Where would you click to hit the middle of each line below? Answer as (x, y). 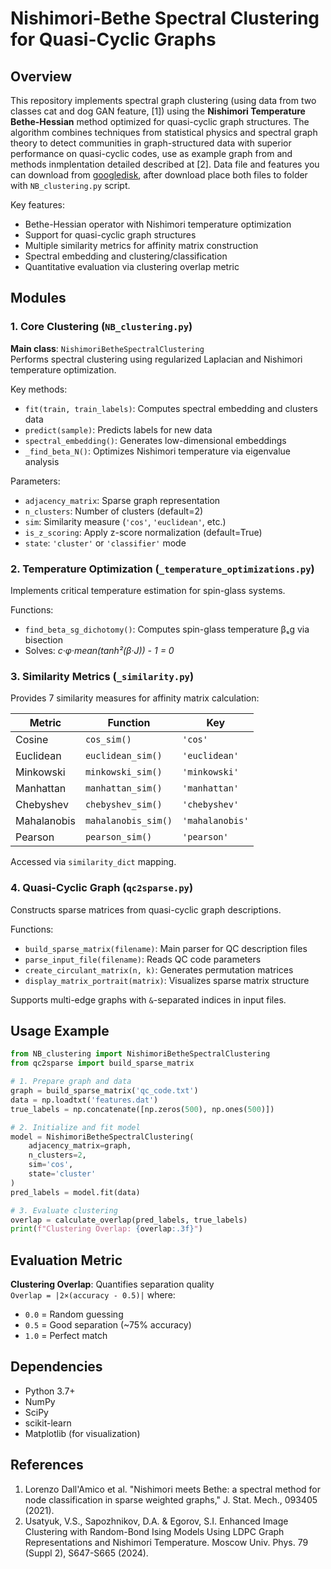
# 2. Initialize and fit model (75, 1127)
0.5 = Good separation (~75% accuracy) (108, 1325)
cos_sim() (108, 740)
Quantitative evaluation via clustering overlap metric (132, 266)
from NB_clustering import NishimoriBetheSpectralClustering (140, 1054)
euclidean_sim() (123, 756)
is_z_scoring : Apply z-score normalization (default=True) (143, 532)
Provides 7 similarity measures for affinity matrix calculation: (135, 698)
